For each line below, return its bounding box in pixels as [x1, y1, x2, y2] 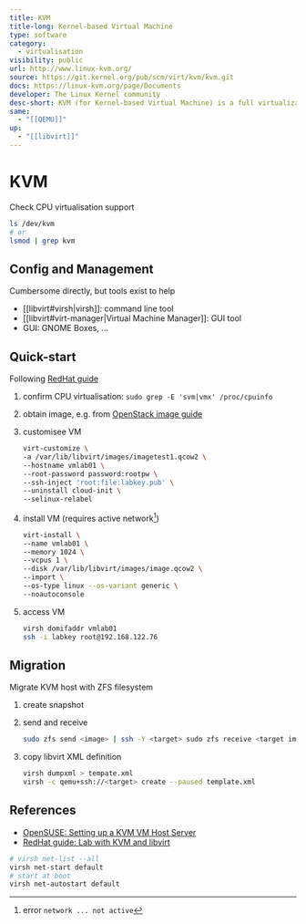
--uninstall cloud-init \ [22, 486, 121, 495]
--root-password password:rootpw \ [22, 469, 158, 479]
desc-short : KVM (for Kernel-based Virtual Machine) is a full [9, 98, 255, 108]
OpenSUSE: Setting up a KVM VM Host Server [22, 826, 197, 837]
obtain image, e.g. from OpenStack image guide [22, 409, 203, 420]
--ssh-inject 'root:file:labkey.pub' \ [22, 478, 175, 487]
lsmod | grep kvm [9, 236, 76, 245]
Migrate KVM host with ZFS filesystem [9, 681, 153, 693]
